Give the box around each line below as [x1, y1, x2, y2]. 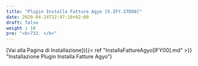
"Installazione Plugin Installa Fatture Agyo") [6, 53, 112, 60]
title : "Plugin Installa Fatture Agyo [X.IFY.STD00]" [6, 8, 143, 15]
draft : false [6, 19, 39, 25]
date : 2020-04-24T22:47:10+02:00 [6, 14, 89, 20]
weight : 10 [6, 25, 36, 31]
